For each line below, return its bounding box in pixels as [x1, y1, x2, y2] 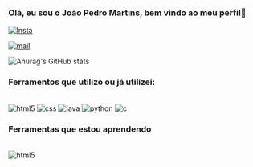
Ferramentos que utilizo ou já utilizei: [8, 76, 155, 88]
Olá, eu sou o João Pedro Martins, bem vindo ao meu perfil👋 [8, 7, 247, 18]
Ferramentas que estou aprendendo [8, 124, 152, 135]
